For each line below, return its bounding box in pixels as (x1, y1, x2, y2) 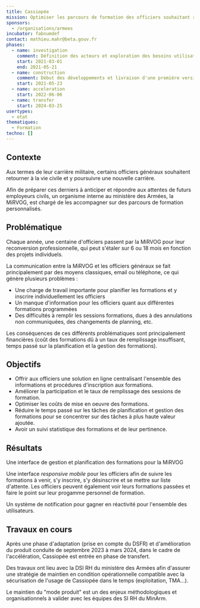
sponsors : (6, 20, 31, 26)
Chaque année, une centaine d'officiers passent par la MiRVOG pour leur (6, 238, 185, 245)
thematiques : (6, 120, 39, 126)
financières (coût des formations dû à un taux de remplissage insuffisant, (6, 336, 186, 343)
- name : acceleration (11, 86, 65, 92)
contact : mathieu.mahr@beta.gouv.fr (6, 36, 97, 42)
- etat (11, 114, 28, 120)
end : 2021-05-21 (17, 64, 58, 70)
